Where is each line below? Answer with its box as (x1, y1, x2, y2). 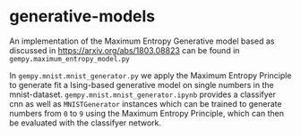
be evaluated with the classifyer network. (9, 117, 162, 128)
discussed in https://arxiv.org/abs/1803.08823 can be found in (9, 44, 240, 55)
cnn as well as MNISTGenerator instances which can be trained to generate (9, 98, 282, 109)
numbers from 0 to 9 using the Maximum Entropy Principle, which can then (9, 108, 285, 118)
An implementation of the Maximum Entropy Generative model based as (9, 36, 275, 46)
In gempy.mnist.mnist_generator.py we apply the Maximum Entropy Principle (9, 69, 292, 81)
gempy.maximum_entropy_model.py (9, 54, 130, 63)
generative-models (9, 6, 155, 27)
